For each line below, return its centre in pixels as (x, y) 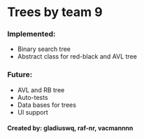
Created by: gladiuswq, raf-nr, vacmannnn (70, 128)
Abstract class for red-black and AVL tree (77, 57)
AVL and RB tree (41, 90)
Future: (20, 75)
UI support (33, 112)
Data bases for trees (47, 105)
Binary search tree (44, 49)
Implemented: (31, 34)
